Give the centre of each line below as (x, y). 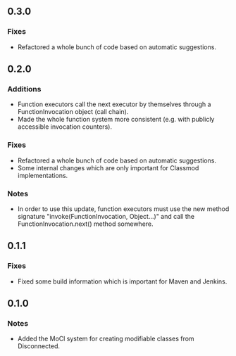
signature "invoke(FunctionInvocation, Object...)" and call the (106, 216)
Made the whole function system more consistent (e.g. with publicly (116, 120)
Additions (24, 89)
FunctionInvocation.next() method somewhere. (85, 224)
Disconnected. (38, 346)
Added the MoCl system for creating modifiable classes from (106, 339)
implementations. (43, 175)
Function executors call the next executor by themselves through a (114, 104)
